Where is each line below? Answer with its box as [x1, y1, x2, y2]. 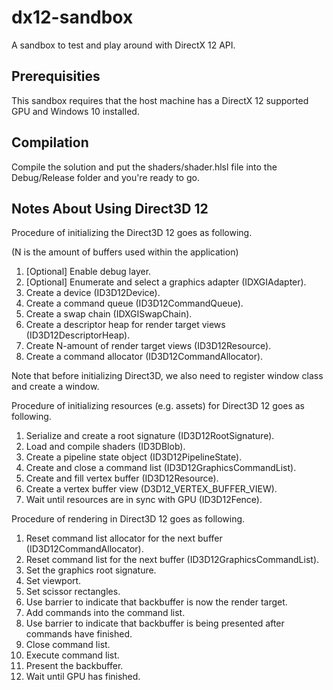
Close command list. [25, 639, 111, 651]
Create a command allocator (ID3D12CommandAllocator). [25, 351, 264, 363]
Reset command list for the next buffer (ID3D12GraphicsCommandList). [25, 554, 320, 566]
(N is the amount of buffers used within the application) [11, 246, 239, 258]
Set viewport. [25, 575, 82, 587]
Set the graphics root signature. [25, 564, 157, 576]
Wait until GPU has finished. [25, 671, 141, 683]
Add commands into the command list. [25, 607, 186, 619]
